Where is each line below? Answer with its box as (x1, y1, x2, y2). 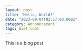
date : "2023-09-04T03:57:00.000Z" (5, 17, 78, 22)
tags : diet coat (5, 26, 39, 31)
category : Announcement (5, 21, 55, 27)
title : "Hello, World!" (5, 12, 55, 17)
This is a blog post (5, 40, 44, 46)
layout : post (5, 7, 33, 13)
